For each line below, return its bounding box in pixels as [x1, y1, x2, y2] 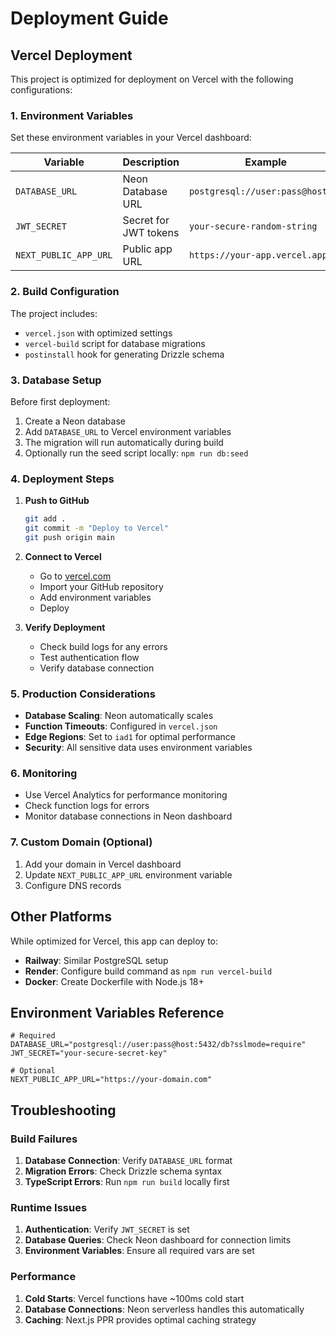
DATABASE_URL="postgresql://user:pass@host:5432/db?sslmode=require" [10, 1040, 307, 1050]
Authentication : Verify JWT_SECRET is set [24, 1223, 190, 1236]
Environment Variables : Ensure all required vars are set [24, 1245, 255, 1257]
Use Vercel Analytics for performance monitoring [24, 789, 228, 801]
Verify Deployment [24, 621, 106, 633]
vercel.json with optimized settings [24, 327, 173, 339]
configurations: [10, 84, 73, 96]
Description [122, 155, 180, 169]
